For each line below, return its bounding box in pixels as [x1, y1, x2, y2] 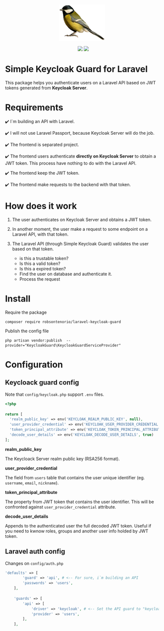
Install [5, 293, 31, 304]
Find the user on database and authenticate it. [19, 271, 112, 277]
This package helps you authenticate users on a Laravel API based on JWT [5, 80, 156, 85]
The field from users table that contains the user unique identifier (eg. [5, 474, 145, 480]
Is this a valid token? [19, 261, 61, 266]
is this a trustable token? [19, 255, 69, 261]
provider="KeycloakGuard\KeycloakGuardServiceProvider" [5, 343, 121, 348]
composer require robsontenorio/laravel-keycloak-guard [5, 319, 121, 324]
